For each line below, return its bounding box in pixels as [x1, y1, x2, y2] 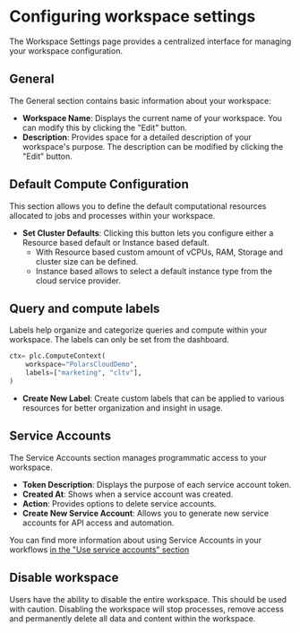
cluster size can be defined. [35, 256, 139, 266]
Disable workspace [9, 570, 119, 585]
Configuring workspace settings [9, 6, 256, 27]
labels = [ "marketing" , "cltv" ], [25, 369, 142, 377]
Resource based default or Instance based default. [21, 237, 210, 247]
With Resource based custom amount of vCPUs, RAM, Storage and [35, 247, 284, 257]
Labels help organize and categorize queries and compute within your [9, 325, 268, 335]
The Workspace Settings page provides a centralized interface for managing [9, 36, 292, 47]
